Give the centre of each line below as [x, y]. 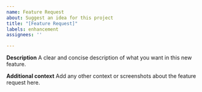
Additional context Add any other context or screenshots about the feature [101, 76]
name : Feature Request [35, 12]
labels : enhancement [33, 29]
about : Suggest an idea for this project [60, 18]
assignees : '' [24, 35]
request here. [23, 83]
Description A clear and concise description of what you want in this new [99, 58]
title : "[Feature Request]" [42, 23]
